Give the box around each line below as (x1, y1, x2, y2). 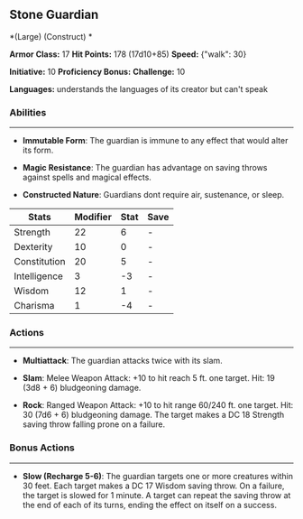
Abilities (9, 106, 47, 118)
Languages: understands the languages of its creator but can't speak (9, 83, 269, 94)
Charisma (14, 300, 55, 312)
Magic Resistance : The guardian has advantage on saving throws (22, 162, 268, 173)
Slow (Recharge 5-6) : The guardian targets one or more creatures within (22, 470, 293, 481)
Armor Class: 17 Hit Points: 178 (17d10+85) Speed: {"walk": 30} (9, 49, 247, 60)
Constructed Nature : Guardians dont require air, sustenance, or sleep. (22, 190, 285, 200)
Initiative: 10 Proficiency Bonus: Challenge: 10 (9, 66, 186, 77)
